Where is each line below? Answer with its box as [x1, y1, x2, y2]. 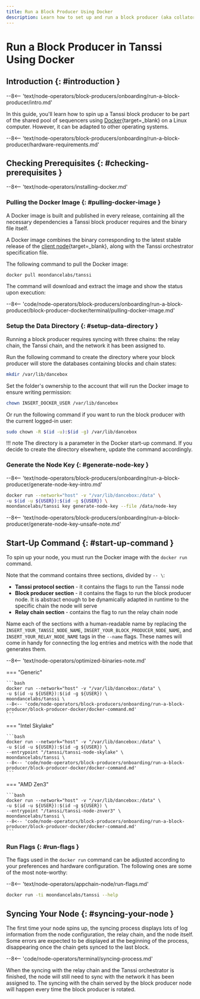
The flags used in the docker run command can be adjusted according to [6, 856, 186, 863]
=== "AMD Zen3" [6, 781, 49, 788]
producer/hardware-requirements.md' [6, 141, 99, 148]
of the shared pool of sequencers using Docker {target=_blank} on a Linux [6, 117, 187, 124]
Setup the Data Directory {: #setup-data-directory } [6, 322, 159, 330]
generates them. [6, 646, 46, 653]
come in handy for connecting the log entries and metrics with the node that [6, 639, 193, 646]
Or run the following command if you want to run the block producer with [6, 410, 186, 418]
